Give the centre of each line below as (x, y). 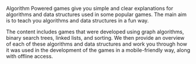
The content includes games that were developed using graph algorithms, (95, 32)
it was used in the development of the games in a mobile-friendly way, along (98, 50)
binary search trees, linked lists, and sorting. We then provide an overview (95, 38)
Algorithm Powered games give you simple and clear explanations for (90, 8)
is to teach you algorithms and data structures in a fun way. (78, 20)
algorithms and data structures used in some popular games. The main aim (97, 14)
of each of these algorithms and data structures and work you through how (97, 44)
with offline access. (30, 56)
